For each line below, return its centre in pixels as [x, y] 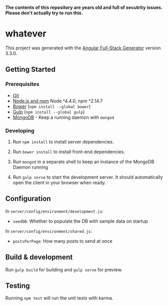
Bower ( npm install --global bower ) [52, 106]
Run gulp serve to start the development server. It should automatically [88, 177]
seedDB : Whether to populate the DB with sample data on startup [80, 221]
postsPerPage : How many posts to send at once [62, 241]
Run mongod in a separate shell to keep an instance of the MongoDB [83, 161]
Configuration [28, 199]
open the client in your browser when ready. [59, 183]
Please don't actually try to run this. [44, 13]
